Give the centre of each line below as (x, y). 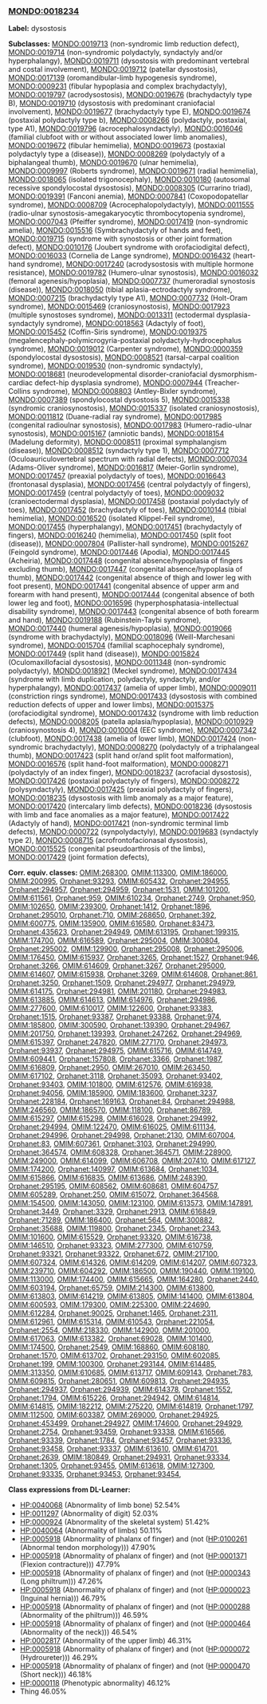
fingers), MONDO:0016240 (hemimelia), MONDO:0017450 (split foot (120, 535)
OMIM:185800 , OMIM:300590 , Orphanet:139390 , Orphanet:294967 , (120, 1025)
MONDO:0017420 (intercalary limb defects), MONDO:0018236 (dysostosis (130, 806)
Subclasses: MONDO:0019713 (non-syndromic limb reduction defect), (124, 44)
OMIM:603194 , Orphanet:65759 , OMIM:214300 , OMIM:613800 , (112, 1288)
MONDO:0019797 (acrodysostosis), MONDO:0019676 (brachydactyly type (130, 95)
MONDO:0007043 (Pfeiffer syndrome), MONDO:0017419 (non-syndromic (128, 222)
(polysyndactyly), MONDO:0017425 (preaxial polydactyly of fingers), (121, 789)
